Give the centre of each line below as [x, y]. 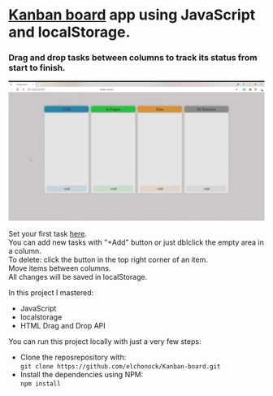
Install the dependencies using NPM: [82, 375]
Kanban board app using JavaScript [132, 15]
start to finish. [37, 68]
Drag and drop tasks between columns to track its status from [133, 58]
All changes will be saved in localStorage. [78, 277]
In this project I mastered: [51, 293]
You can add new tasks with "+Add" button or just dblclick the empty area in [136, 242]
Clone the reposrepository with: [73, 357]
